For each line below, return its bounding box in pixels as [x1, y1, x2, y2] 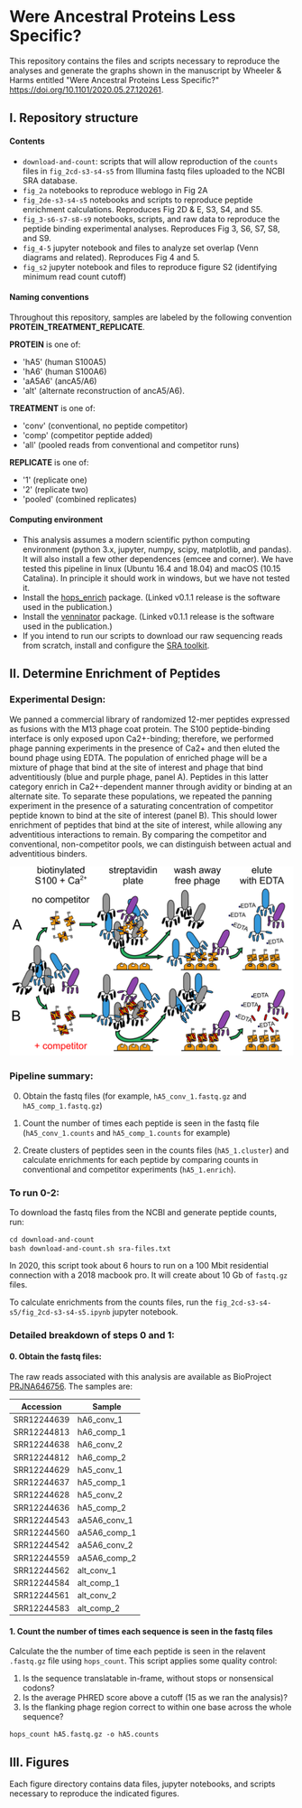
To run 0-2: [9, 1186, 60, 1199]
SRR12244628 [13, 1489, 70, 1501]
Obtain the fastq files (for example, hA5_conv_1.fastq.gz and [22, 1091, 247, 1101]
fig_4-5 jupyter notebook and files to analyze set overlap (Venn [22, 242, 259, 253]
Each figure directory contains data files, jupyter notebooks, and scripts [9, 1778, 276, 1790]
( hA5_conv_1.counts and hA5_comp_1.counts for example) [22, 1127, 231, 1138]
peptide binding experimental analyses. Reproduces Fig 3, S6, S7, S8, [22, 223, 280, 234]
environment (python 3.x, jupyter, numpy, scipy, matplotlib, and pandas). [22, 544, 292, 555]
